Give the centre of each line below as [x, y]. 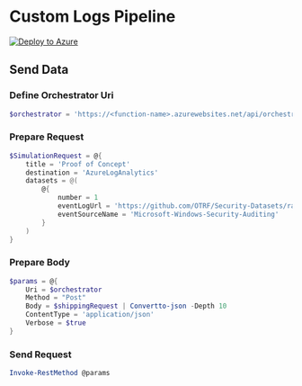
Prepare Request [47, 137]
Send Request [40, 355]
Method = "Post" [56, 298]
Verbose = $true [56, 323]
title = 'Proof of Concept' [78, 164]
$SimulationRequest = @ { [56, 156]
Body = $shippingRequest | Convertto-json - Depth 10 [126, 306]
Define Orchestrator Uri [62, 95]
